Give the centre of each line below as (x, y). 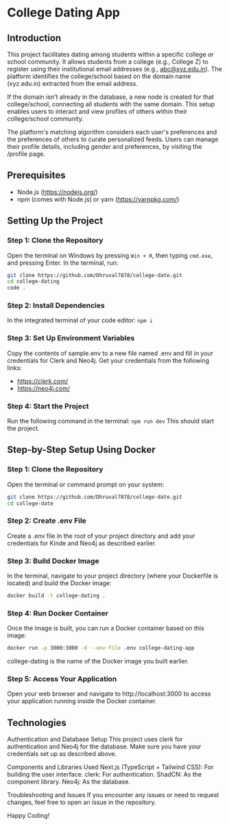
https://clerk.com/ (43, 381)
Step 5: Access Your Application (62, 679)
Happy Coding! (28, 816)
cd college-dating (33, 282)
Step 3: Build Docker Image (53, 560)
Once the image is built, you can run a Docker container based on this (106, 628)
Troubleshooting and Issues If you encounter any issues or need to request (113, 795)
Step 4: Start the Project (48, 406)
